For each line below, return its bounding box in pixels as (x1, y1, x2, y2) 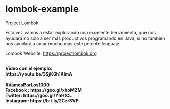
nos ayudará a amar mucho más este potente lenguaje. (5, 40, 121, 46)
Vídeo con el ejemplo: (5, 65, 53, 71)
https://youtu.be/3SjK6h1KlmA (5, 70, 73, 77)
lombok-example (5, 3, 79, 15)
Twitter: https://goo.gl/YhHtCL (5, 92, 72, 98)
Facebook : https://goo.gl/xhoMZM (5, 87, 82, 93)
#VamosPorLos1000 (5, 82, 50, 88)
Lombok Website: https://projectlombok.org (5, 50, 97, 56)
